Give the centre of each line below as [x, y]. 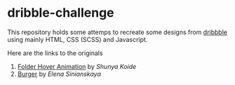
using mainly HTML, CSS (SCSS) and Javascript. [78, 39]
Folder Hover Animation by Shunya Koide [77, 66]
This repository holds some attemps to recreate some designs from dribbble [117, 32]
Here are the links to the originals [55, 53]
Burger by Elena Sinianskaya [59, 74]
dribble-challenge [61, 13]
